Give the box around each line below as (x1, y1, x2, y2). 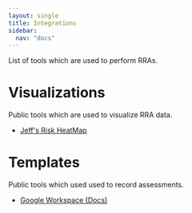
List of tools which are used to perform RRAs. (8, 56, 158, 65)
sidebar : (8, 26, 38, 34)
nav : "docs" (15, 34, 56, 42)
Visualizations (8, 84, 106, 102)
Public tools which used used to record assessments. (8, 180, 184, 190)
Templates (8, 153, 80, 172)
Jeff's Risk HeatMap (19, 125, 87, 136)
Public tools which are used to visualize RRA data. (8, 110, 173, 120)
